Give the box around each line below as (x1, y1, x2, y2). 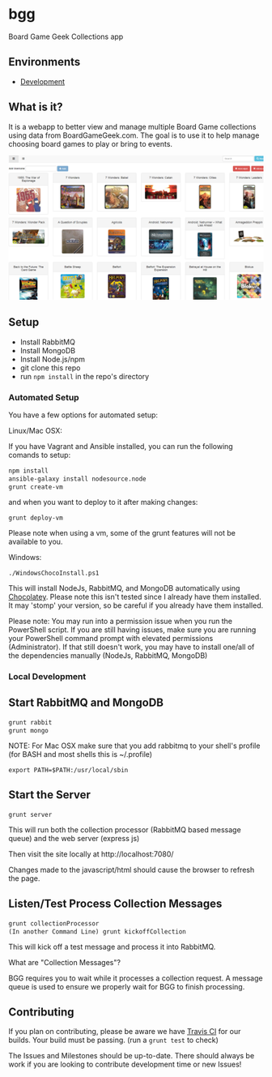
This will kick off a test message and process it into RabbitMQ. (8, 942, 216, 951)
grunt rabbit (8, 718, 53, 726)
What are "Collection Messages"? (8, 957, 121, 967)
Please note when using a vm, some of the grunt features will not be (8, 528, 236, 538)
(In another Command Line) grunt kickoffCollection (8, 927, 186, 936)
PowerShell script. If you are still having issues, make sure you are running (8, 625, 257, 635)
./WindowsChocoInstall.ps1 (8, 569, 100, 578)
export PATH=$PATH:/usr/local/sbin (8, 766, 129, 774)
